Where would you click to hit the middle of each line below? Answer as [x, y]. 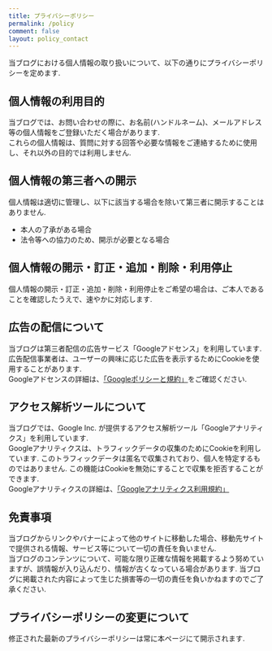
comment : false [34, 31]
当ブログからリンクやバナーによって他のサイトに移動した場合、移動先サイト [136, 539]
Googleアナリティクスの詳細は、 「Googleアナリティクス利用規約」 [119, 489]
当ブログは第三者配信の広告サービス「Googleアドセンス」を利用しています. [135, 348]
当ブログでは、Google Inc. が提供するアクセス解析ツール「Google [119, 428]
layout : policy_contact [49, 39]
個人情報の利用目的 [56, 101]
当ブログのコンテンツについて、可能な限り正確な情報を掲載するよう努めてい [136, 559]
